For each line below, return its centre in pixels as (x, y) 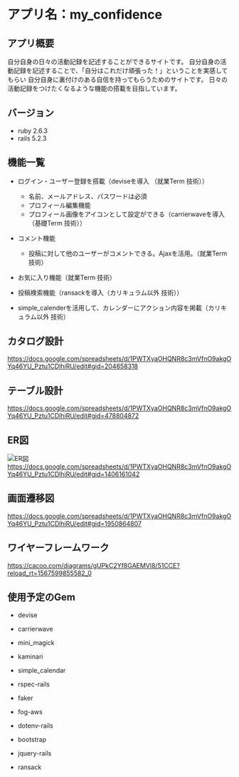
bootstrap (32, 739)
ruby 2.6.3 (33, 131)
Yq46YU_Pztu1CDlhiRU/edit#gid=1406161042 (74, 474)
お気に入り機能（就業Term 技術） (67, 277)
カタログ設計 (36, 341)
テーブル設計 (35, 391)
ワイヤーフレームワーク (58, 548)
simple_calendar (42, 670)
